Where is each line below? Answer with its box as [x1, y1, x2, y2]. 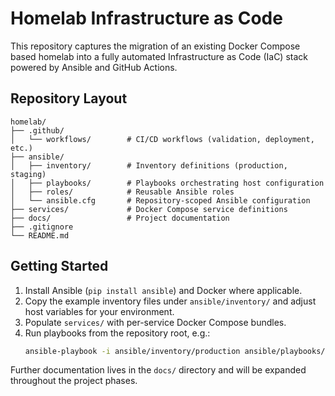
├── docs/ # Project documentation [10, 213, 230, 223]
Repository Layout [10, 90, 128, 107]
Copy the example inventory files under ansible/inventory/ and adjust [24, 295, 317, 307]
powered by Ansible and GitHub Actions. [10, 61, 178, 73]
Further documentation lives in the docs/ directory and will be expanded [10, 364, 307, 376]
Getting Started [10, 258, 109, 275]
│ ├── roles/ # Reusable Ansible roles [10, 187, 235, 197]
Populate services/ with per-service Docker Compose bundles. [24, 316, 287, 328]
